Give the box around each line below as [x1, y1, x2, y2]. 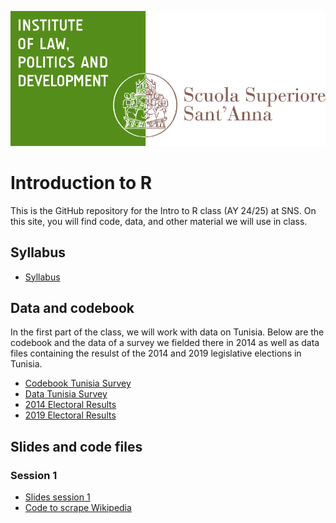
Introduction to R [10, 171, 153, 194]
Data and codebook [10, 299, 135, 316]
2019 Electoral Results [24, 409, 117, 421]
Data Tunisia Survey [24, 388, 108, 400]
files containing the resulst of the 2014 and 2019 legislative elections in [10, 347, 302, 360]
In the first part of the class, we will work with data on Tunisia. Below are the [10, 326, 325, 338]
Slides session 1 [24, 491, 91, 503]
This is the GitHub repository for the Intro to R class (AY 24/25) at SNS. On [10, 204, 317, 216]
